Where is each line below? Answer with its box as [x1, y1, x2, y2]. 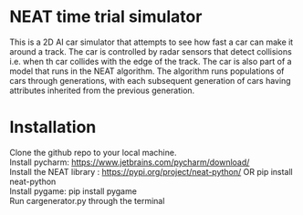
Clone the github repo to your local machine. [9, 147, 177, 158]
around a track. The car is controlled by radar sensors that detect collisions [9, 46, 292, 56]
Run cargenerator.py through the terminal [9, 195, 165, 206]
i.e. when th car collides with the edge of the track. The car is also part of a [9, 56, 292, 67]
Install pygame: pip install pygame [9, 185, 137, 197]
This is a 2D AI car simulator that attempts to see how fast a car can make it [9, 36, 294, 47]
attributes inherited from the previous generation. [9, 85, 195, 96]
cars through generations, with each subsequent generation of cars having [9, 75, 291, 86]
